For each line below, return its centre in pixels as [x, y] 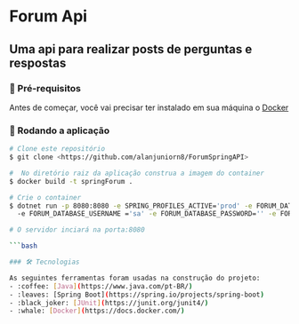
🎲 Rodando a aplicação [60, 130]
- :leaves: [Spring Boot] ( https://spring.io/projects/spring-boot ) [137, 295]
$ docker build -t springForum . [71, 181]
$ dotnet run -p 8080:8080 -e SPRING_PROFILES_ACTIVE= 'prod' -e [131, 206]
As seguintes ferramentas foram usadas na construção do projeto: [135, 278]
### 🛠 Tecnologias [44, 262]
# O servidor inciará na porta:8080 [77, 230]
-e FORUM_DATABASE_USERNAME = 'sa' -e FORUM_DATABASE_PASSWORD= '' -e [147, 214]
